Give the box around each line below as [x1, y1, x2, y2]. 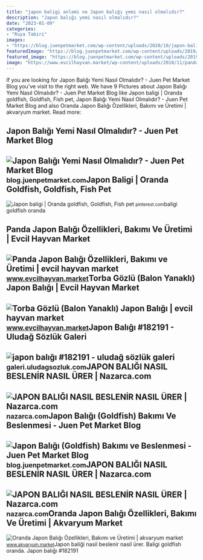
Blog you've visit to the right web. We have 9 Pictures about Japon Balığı [6, 82, 187, 90]
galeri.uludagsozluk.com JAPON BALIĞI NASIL [6, 361, 168, 372]
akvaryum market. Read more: [6, 108, 82, 116]
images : [6, 37, 26, 43]
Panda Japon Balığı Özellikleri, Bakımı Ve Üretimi [6, 225, 193, 235]
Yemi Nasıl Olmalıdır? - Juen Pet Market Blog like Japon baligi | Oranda [6, 89, 182, 96]
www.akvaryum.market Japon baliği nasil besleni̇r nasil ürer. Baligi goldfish [6, 540, 181, 548]
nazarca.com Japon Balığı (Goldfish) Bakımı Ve [6, 410, 176, 421]
